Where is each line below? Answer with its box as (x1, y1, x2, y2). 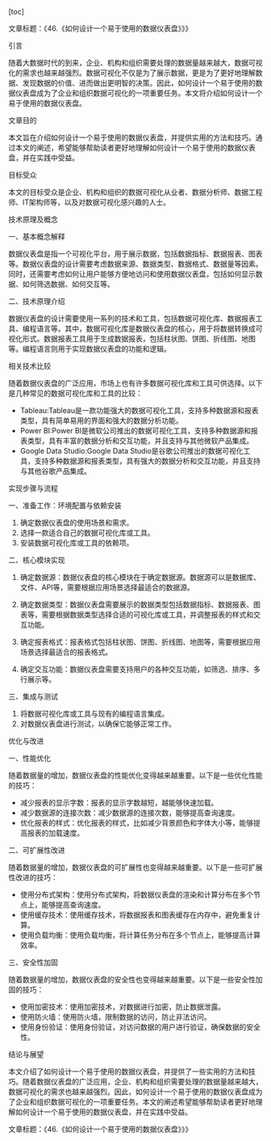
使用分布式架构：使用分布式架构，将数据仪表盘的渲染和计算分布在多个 (19, 890, 254, 899)
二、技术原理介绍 (8, 297, 65, 306)
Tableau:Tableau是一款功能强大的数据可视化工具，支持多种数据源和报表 (19, 406, 259, 415)
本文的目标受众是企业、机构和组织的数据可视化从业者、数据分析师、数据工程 (8, 188, 263, 197)
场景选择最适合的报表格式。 (19, 647, 113, 657)
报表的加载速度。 (27, 828, 85, 838)
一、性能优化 (8, 754, 51, 763)
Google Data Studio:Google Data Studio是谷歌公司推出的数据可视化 (19, 446, 244, 455)
